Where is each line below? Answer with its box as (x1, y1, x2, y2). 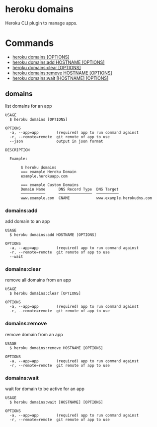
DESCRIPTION (5, 147, 30, 153)
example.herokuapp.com (20, 174, 68, 179)
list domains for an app (5, 103, 52, 109)
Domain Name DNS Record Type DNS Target (20, 187, 119, 192)
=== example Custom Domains (20, 182, 79, 188)
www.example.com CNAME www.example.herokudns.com (20, 196, 153, 201)
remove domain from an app (5, 331, 63, 337)
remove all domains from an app (5, 277, 71, 283)
